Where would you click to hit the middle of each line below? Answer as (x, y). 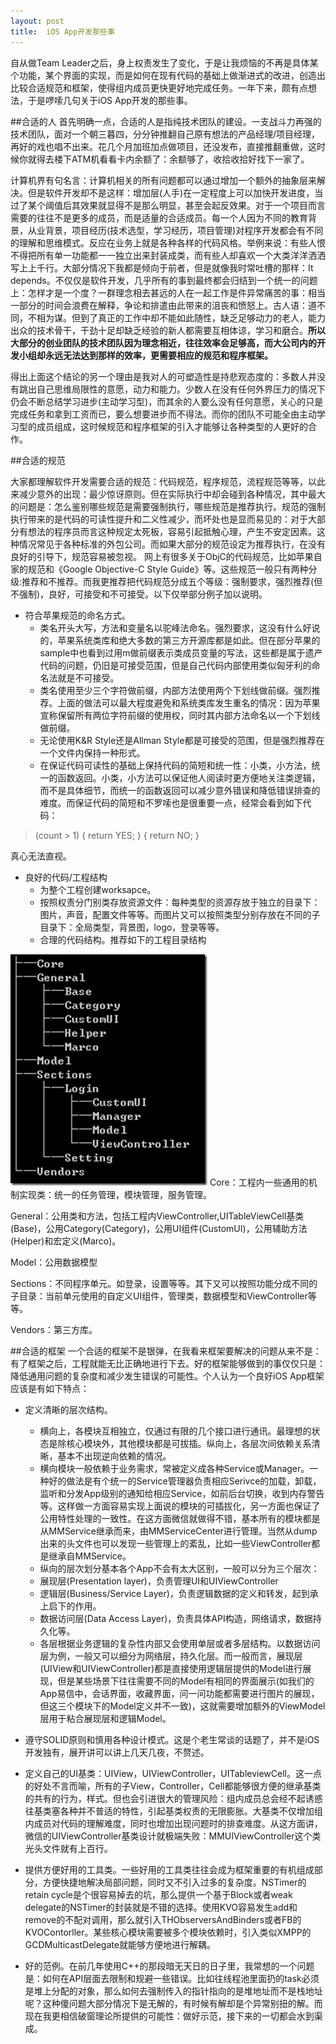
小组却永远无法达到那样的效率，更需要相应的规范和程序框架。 (145, 355)
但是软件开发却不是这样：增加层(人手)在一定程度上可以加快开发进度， (171, 192)
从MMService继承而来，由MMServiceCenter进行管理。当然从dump (178, 1531)
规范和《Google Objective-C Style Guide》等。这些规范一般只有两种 (168, 569)
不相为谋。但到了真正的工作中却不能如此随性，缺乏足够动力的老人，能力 (176, 317)
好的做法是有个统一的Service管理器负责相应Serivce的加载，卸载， (185, 1481)
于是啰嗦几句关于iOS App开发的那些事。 (110, 100)
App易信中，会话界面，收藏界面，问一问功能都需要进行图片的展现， (179, 1693)
